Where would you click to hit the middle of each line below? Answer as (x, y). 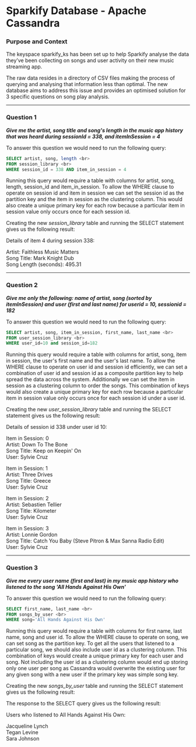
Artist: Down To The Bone (37, 445)
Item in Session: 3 (27, 528)
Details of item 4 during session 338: (50, 241)
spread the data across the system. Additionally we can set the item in (90, 380)
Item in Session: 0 (28, 438)
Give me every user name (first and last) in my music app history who (92, 581)
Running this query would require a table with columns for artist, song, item (96, 354)
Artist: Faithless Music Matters (43, 252)
